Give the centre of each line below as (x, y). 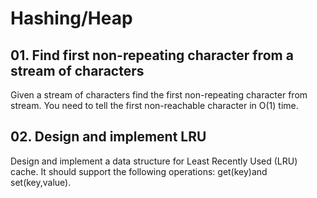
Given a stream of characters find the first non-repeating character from (159, 95)
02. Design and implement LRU (108, 137)
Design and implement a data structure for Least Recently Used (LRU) (154, 161)
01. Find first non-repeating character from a (152, 55)
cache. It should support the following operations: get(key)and (139, 171)
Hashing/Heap (71, 18)
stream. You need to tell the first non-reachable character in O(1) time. (154, 105)
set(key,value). (41, 182)
